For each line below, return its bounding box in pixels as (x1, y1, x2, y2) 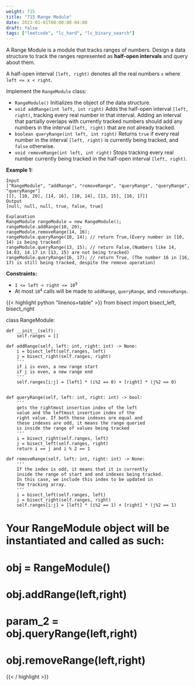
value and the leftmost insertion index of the (16, 410, 135, 416)
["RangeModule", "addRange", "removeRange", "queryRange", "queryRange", (6, 183, 190, 189)
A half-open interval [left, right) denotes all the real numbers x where (6, 70, 180, 77)
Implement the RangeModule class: (6, 88, 87, 95)
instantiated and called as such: (6, 534, 165, 548)
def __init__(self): (6, 328, 57, 334)
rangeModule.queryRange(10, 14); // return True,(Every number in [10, (6, 234, 184, 240)
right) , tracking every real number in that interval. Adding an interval (14, 112, 182, 119)
